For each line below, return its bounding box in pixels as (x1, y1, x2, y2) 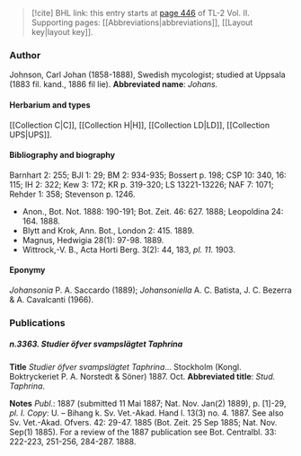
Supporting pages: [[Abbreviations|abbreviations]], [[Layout (31, 17, 253, 28)
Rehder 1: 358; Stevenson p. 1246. (9, 189, 136, 199)
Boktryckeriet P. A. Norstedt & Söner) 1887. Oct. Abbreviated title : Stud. (9, 371, 276, 381)
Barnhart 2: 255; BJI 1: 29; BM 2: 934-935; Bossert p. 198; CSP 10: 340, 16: (9, 170, 287, 180)
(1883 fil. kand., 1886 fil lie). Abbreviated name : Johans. (9, 79, 218, 90)
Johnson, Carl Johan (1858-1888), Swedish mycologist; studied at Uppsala (9, 69, 286, 80)
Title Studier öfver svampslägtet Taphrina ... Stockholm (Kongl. (9, 361, 242, 372)
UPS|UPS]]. (9, 129, 52, 140)
